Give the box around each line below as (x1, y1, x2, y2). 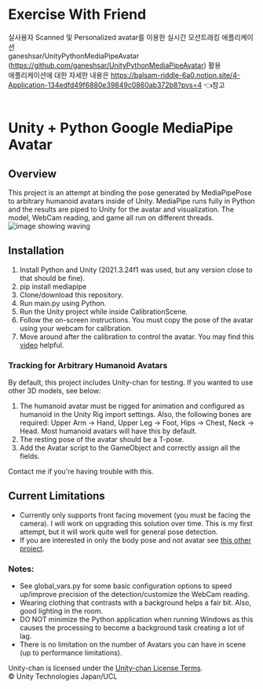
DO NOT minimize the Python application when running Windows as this (19, 615, 254, 625)
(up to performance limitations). (19, 648, 122, 658)
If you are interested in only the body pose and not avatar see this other (19, 535, 251, 544)
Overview (8, 167, 57, 180)
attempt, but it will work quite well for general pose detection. (19, 527, 218, 536)
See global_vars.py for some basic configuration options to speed (19, 581, 232, 591)
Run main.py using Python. (19, 298, 107, 308)
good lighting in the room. (19, 606, 104, 616)
